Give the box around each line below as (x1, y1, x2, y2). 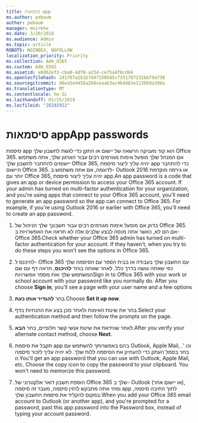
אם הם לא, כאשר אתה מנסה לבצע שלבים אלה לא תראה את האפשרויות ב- (14, 228, 180, 235)
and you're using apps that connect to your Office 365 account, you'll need (6, 191, 189, 198)
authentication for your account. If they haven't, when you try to (30, 241, 187, 248)
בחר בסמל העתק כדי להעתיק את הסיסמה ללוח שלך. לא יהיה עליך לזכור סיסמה (14, 348, 189, 355)
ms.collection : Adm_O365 (6, 58, 67, 64)
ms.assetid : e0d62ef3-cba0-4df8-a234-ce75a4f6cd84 (6, 69, 134, 75)
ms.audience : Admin (6, 36, 54, 42)
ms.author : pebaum (6, 14, 51, 20)
